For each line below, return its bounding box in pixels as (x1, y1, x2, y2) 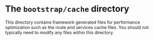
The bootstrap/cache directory (5, 3, 130, 14)
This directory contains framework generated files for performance (5, 19, 140, 25)
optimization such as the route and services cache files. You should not (5, 24, 149, 30)
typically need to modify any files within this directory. (5, 29, 114, 35)
